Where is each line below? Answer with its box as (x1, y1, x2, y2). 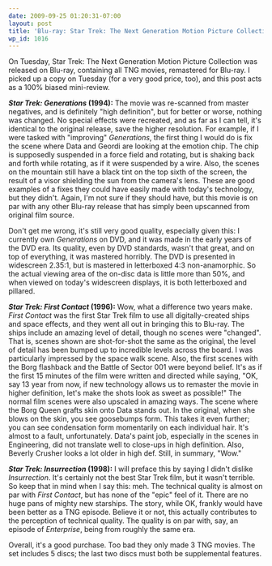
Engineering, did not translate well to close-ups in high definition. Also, (8, 440, 244, 450)
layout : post (8, 19, 53, 28)
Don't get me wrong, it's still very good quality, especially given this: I (8, 226, 240, 236)
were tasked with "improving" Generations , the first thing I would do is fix (8, 133, 253, 143)
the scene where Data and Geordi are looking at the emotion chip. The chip (8, 141, 259, 151)
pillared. (8, 286, 36, 296)
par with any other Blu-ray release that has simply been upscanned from (8, 202, 250, 212)
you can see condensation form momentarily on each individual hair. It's (8, 422, 249, 432)
